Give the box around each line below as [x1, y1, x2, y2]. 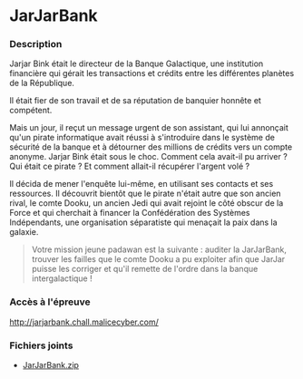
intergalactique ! [31, 273, 93, 284]
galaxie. [9, 227, 39, 238]
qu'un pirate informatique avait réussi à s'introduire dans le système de [9, 132, 275, 143]
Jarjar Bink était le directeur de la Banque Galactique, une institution [9, 58, 264, 69]
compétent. [9, 105, 53, 116]
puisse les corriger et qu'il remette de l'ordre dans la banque [31, 264, 259, 275]
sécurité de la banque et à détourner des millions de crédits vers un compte [9, 141, 293, 152]
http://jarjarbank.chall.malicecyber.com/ [9, 316, 159, 327]
